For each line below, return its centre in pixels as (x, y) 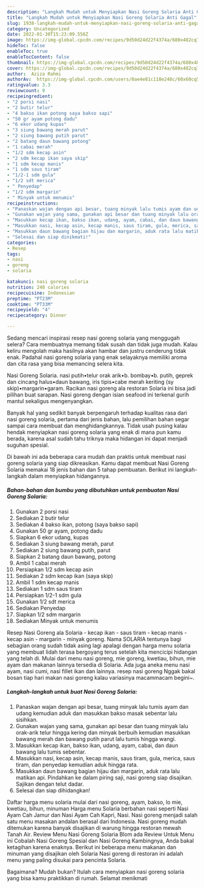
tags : (14, 254)
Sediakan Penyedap (41, 608)
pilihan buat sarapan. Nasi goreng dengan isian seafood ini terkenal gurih (98, 395)
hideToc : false (26, 46)
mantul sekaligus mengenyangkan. (50, 401)
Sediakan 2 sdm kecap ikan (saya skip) (64, 576)
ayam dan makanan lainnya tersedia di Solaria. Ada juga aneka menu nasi (98, 665)
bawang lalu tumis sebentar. (51, 752)
